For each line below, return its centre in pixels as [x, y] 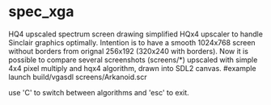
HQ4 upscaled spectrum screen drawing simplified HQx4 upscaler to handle [135, 34]
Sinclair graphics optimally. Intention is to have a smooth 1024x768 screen [132, 42]
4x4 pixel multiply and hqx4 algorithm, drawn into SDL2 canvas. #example [132, 68]
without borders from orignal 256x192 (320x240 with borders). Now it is [129, 51]
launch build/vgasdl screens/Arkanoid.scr [78, 77]
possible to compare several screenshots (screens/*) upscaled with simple [133, 60]
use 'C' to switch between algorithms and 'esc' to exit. [99, 92]
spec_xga [41, 12]
